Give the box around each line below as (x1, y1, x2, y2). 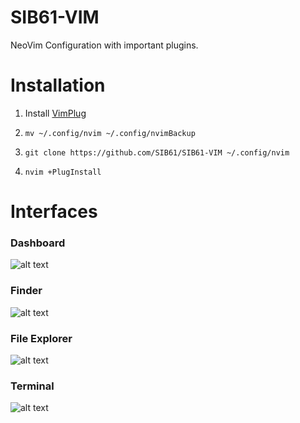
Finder (10, 284, 43, 298)
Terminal (10, 379, 55, 393)
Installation (10, 74, 106, 97)
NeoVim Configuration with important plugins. (10, 39, 199, 51)
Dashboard (10, 236, 66, 250)
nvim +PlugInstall (24, 167, 102, 177)
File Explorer (10, 331, 73, 345)
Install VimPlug (24, 107, 87, 119)
